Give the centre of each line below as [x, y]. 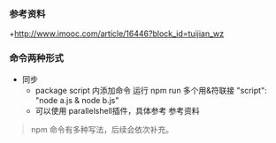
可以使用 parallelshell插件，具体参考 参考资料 [118, 110]
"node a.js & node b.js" [77, 100]
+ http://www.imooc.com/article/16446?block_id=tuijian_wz [117, 34]
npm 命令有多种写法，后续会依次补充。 [102, 129]
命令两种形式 [37, 58]
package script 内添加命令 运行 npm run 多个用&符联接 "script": [151, 90]
